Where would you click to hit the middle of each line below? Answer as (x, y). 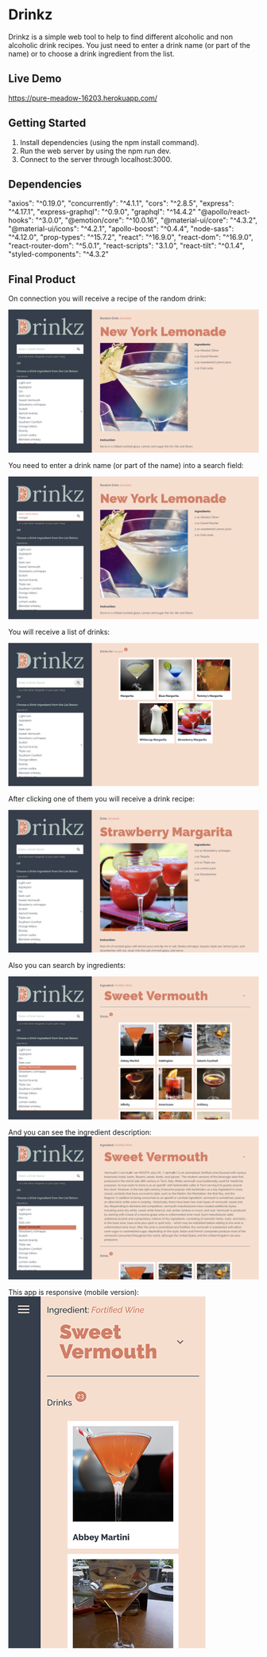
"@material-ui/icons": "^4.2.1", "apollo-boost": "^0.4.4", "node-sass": (121, 229)
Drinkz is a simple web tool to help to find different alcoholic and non (120, 37)
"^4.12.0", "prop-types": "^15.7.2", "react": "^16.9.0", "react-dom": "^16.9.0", (131, 238)
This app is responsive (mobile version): (74, 1292)
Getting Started (47, 123)
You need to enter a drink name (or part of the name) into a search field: (126, 465)
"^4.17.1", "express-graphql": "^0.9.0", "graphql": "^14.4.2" (102, 212)
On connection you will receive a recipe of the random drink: (107, 299)
